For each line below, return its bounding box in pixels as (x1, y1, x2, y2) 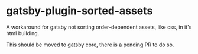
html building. (6, 29, 40, 36)
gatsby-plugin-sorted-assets (6, 4, 153, 18)
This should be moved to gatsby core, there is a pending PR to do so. (6, 41, 174, 48)
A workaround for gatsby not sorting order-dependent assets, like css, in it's (6, 23, 192, 31)
